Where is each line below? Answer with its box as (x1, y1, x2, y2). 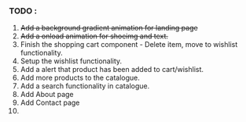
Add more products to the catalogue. (20, 73, 141, 83)
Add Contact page (20, 98, 80, 107)
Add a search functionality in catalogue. (20, 81, 150, 91)
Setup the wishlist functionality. (20, 56, 123, 66)
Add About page (20, 90, 74, 99)
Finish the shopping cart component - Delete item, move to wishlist (20, 40, 238, 49)
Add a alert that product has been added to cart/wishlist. (20, 65, 204, 74)
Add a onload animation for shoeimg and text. (20, 31, 168, 41)
